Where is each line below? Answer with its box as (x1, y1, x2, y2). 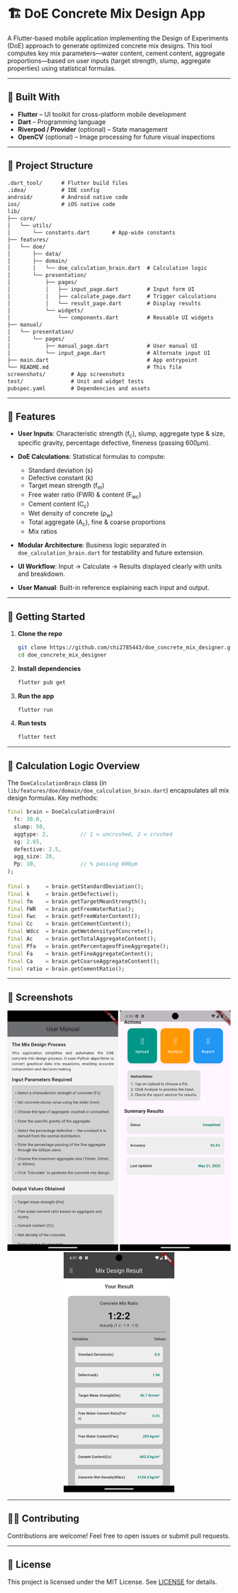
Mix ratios (28, 527, 58, 535)
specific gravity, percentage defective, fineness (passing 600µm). (17, 438, 211, 447)
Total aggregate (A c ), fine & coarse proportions (28, 518, 166, 528)
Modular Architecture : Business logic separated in (17, 541, 166, 550)
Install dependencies (17, 664, 81, 673)
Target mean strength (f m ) (28, 481, 105, 491)
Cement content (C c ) (28, 499, 90, 510)
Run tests (17, 719, 47, 727)
